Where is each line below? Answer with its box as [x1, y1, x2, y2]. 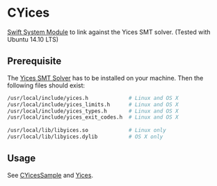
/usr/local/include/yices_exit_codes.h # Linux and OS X [7, 114, 179, 121]
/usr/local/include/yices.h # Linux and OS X [7, 94, 179, 101]
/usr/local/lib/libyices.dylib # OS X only [7, 133, 163, 140]
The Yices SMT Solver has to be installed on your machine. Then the [7, 74, 204, 82]
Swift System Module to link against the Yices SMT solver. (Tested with [7, 28, 211, 36]
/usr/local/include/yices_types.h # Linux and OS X [7, 108, 179, 115]
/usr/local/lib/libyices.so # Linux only [7, 127, 167, 134]
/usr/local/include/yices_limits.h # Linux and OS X [7, 101, 179, 108]
